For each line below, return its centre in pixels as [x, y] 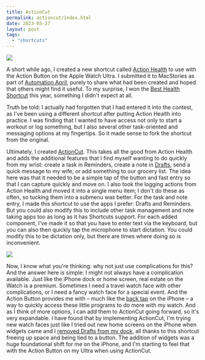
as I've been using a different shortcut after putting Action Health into [94, 114]
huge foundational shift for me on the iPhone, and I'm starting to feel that [98, 344]
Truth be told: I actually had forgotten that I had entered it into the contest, [100, 107]
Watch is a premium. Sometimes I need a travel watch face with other [94, 286]
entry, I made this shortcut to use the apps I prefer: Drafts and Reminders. [99, 204]
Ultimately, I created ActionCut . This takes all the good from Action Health [99, 152]
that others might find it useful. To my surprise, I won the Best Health [93, 89]
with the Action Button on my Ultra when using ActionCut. [79, 351]
